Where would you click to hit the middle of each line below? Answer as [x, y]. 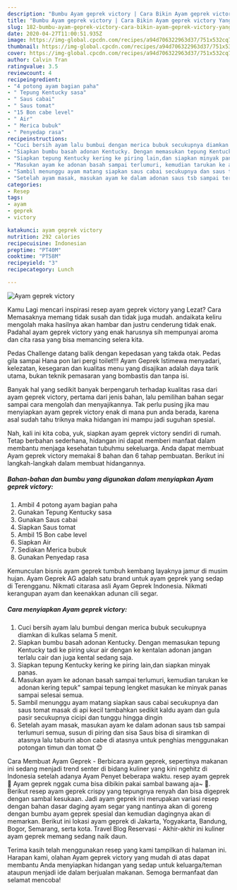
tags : [15, 198]
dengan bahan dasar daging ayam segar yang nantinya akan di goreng [110, 806]
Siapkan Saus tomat [47, 527]
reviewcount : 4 [30, 73]
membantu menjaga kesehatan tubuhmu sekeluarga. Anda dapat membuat [116, 448]
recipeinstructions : [38, 138]
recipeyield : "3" [33, 263]
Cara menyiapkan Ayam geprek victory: [67, 610]
